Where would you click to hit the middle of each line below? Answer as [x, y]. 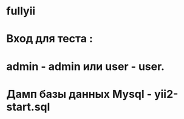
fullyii [21, 11]
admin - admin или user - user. [86, 66]
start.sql [28, 107]
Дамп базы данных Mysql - [79, 94]
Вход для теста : [49, 39]
